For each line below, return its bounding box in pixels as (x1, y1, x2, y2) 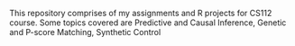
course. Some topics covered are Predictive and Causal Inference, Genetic (9, 17, 287, 28)
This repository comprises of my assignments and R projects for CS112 (9, 8, 272, 18)
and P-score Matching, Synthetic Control (9, 27, 161, 37)
